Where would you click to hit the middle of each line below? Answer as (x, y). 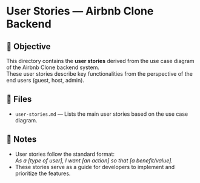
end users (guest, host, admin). (45, 80)
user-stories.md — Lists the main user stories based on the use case (102, 114)
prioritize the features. (43, 173)
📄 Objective (28, 46)
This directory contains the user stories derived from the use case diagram (101, 61)
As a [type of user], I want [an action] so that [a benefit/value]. (94, 160)
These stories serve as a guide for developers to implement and (95, 167)
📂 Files (19, 99)
